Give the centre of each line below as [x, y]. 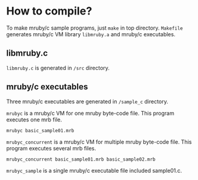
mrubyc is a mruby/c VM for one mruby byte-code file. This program [90, 113]
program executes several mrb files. [51, 148]
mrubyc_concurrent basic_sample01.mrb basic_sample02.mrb [81, 159]
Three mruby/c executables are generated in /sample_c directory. [87, 101]
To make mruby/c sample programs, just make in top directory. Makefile [95, 28]
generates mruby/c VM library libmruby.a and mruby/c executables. [91, 34]
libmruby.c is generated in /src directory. [58, 68]
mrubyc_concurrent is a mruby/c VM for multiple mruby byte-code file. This [99, 142]
